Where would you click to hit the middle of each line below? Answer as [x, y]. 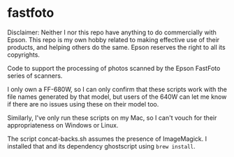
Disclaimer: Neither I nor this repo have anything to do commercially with [112, 32]
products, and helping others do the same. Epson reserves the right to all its [116, 47]
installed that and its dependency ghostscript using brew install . [101, 146]
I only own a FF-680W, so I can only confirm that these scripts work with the [117, 89]
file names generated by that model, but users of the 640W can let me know [117, 97]
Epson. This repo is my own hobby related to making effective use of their [114, 39]
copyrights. [24, 55]
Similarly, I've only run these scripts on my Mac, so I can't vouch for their [112, 118]
